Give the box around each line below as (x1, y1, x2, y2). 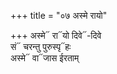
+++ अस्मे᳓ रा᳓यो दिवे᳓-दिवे (10, 30, 102, 41)
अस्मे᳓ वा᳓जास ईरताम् (10, 52, 80, 64)
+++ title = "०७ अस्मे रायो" (10, 10, 108, 21)
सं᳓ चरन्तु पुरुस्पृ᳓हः (10, 41, 72, 52)
